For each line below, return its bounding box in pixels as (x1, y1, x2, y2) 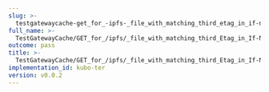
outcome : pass (8, 42, 56, 50)
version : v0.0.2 (8, 71, 62, 79)
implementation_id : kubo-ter (8, 64, 106, 72)
